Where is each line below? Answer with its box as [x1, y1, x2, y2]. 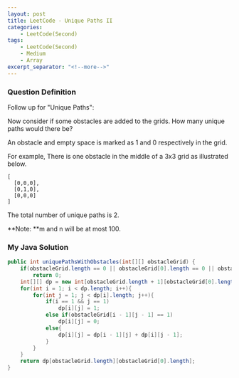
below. [7, 159, 27, 168]
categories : [7, 23, 43, 31]
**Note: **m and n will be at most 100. [7, 224, 121, 233]
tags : [7, 37, 23, 44]
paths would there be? [7, 124, 73, 132]
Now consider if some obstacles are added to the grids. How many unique [7, 117, 225, 125]
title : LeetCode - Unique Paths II [7, 17, 113, 24]
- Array [20, 57, 43, 64]
